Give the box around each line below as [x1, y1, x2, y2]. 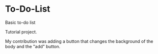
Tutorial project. [5, 29, 37, 35]
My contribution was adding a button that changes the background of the [5, 38, 154, 44]
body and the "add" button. [5, 43, 60, 49]
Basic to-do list [5, 19, 36, 25]
